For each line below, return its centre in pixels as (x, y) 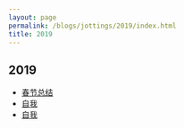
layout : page (33, 17)
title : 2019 (30, 34)
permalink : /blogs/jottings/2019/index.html (92, 26)
